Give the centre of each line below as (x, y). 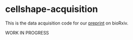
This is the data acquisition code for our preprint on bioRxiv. (67, 23)
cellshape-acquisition (52, 9)
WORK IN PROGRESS (27, 32)
